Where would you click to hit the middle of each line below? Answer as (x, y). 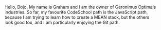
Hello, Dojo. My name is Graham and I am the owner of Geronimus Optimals (80, 7)
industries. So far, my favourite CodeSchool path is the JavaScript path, (76, 12)
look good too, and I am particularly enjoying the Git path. (62, 22)
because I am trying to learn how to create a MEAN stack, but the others (77, 17)
